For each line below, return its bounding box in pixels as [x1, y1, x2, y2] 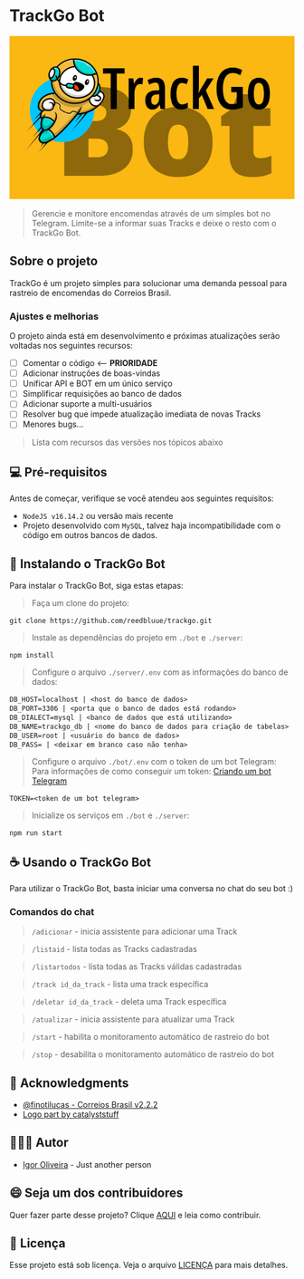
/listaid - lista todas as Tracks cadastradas [31, 944, 197, 955]
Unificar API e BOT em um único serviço [22, 378, 174, 389]
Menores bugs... [22, 418, 84, 430]
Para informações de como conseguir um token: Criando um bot [31, 766, 271, 777]
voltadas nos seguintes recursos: [9, 341, 133, 351]
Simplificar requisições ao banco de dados [22, 389, 183, 399]
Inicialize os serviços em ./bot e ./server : [31, 810, 190, 821]
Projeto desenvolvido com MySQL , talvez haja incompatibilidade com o [22, 520, 281, 531]
